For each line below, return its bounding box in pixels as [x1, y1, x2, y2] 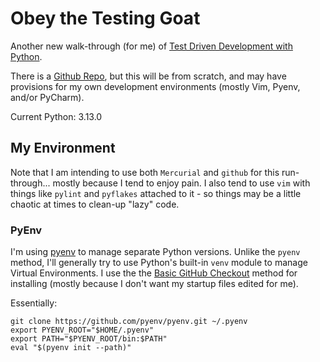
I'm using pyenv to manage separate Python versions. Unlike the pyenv [10, 246, 301, 258]
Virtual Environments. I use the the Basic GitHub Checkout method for [10, 267, 298, 279]
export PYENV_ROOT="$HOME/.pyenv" [10, 325, 155, 336]
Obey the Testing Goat [10, 7, 201, 30]
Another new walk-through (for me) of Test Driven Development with [10, 40, 293, 52]
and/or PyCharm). [10, 91, 85, 103]
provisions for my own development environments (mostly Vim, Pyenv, [10, 80, 301, 92]
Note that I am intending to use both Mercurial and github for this [10, 166, 280, 178]
